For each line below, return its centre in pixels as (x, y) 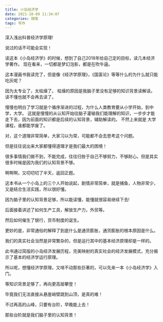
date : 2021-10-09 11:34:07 (32, 14)
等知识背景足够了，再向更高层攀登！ (41, 284)
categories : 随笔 (22, 18)
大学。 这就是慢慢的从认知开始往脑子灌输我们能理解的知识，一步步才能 (84, 113)
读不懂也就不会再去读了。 (31, 97)
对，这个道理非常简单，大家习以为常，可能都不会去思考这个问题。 (71, 136)
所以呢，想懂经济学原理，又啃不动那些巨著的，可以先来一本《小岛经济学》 (79, 268)
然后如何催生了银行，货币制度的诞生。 (43, 220)
